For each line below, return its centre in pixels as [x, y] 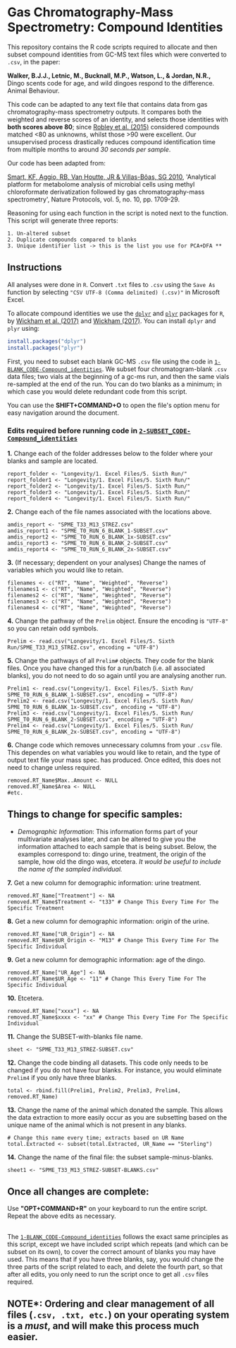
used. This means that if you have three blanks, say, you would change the [116, 1259]
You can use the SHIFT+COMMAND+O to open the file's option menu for [113, 405]
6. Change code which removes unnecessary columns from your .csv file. [115, 745]
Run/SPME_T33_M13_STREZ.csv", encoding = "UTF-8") [83, 647]
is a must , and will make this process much [103, 1326]
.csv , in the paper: [34, 61]
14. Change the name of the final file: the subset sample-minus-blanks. [110, 1157]
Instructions [35, 268]
